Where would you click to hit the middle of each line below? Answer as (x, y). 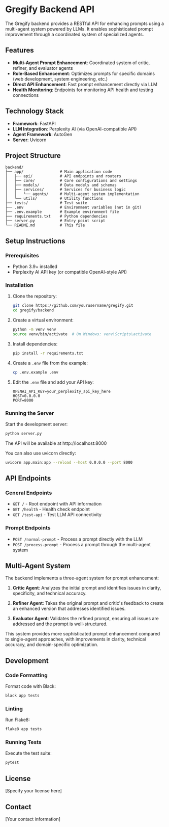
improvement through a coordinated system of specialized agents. (75, 34)
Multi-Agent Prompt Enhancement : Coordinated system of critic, (81, 63)
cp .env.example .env (35, 372)
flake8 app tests (24, 729)
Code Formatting (27, 675)
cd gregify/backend (33, 310)
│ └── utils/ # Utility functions (54, 199)
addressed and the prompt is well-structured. (60, 624)
